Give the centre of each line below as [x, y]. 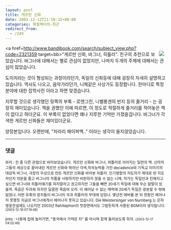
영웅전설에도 [16, 206]
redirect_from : [21, 29]
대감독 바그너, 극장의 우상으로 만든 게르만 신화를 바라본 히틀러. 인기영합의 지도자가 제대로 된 [81, 173]
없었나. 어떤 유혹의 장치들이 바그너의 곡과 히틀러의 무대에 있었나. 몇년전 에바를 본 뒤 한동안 [80, 195]
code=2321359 [21, 54]
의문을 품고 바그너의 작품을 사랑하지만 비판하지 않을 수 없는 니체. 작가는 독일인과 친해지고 [90, 179]
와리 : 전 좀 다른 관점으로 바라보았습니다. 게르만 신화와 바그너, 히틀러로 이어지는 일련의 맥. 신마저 [85, 163]
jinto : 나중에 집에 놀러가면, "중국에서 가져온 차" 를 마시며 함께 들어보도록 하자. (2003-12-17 [79, 219]
